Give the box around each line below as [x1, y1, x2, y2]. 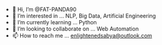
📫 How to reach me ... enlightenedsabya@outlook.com [12, 32, 152, 39]
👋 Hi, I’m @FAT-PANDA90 [12, 6, 77, 13]
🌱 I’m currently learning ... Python [12, 19, 97, 26]
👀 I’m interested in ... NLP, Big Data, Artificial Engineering [12, 12, 156, 19]
